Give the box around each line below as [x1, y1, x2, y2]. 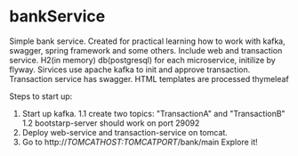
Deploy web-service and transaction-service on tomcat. [21, 127, 229, 137]
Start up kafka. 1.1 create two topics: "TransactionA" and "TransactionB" [21, 108, 286, 119]
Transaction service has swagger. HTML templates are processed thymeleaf [9, 73, 289, 84]
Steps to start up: [9, 91, 73, 102]
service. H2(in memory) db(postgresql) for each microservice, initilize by [9, 54, 276, 65]
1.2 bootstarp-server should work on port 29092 [21, 118, 200, 128]
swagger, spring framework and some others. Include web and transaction [9, 45, 283, 55]
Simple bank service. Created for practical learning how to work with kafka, [9, 36, 286, 46]
